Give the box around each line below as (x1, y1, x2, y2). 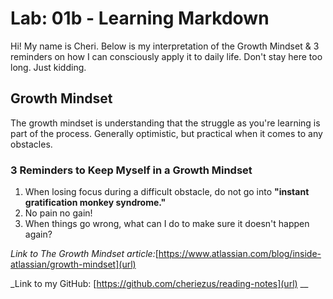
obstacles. (10, 138, 53, 150)
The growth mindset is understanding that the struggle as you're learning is (10, 117, 321, 129)
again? (24, 228, 53, 241)
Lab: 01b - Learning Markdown (10, 7, 270, 30)
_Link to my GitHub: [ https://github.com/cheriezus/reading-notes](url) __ (10, 278, 309, 290)
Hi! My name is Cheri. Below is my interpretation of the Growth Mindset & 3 (10, 40, 320, 52)
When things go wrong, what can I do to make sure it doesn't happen (24, 218, 310, 230)
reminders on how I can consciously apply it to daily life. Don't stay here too (10, 50, 323, 62)
